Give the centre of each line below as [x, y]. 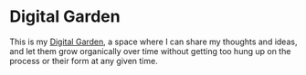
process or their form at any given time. [84, 61]
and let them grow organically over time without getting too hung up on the [150, 51]
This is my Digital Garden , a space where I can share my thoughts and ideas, [153, 42]
